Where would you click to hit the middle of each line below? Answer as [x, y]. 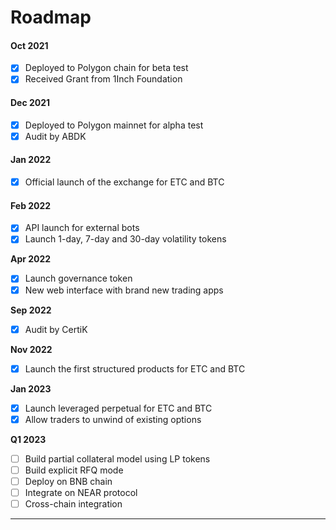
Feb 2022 [31, 205]
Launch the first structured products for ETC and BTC [135, 368]
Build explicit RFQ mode [74, 470]
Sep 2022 [31, 310]
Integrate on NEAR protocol [81, 492]
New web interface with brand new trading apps [124, 290]
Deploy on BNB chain [68, 481]
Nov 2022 [31, 349]
